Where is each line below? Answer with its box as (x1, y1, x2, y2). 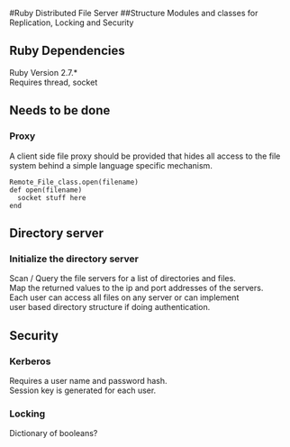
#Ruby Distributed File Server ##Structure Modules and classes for (9, 8, 258, 18)
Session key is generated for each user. (9, 385, 157, 396)
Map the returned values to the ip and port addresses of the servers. (9, 283, 264, 294)
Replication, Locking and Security (9, 17, 134, 28)
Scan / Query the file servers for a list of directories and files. (9, 273, 236, 284)
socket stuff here (17, 193, 87, 202)
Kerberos (9, 355, 51, 368)
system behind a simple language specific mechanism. (9, 160, 213, 170)
